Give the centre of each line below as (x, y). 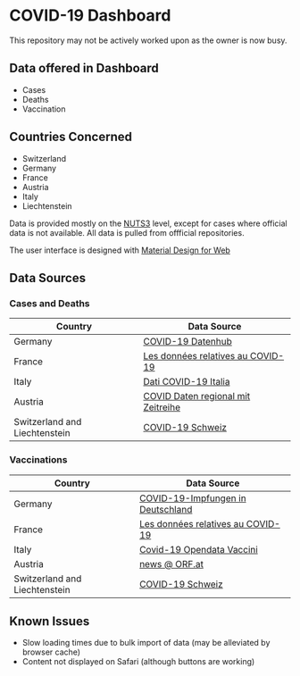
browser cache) (51, 652)
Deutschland (166, 509)
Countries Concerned (71, 137)
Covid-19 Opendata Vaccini (199, 549)
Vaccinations (38, 460)
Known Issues (50, 621)
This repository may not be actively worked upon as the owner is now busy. (148, 40)
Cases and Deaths (50, 303)
